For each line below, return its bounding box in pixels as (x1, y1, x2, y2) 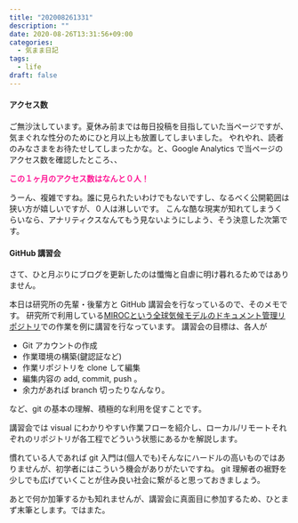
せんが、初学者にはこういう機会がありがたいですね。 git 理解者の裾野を (24, 463, 287, 474)
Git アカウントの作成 (21, 340, 98, 351)
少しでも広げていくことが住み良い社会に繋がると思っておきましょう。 (9, 475, 265, 486)
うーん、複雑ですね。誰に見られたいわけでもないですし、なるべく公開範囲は (9, 192, 290, 203)
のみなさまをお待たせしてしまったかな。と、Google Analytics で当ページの (9, 143, 284, 154)
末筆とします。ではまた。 (16, 504, 110, 516)
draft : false (9, 71, 58, 80)
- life (17, 63, 42, 72)
